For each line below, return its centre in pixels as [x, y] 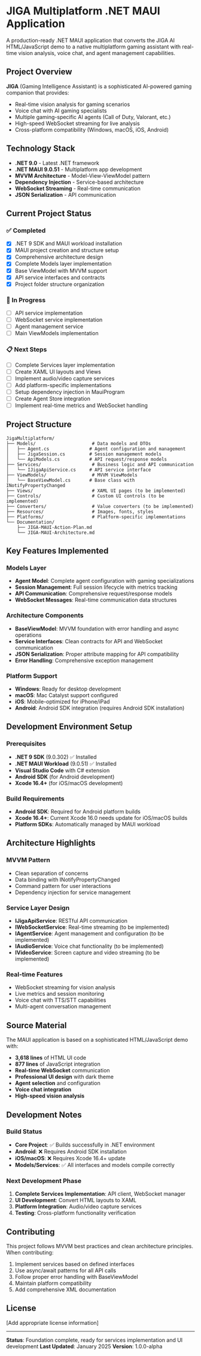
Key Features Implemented [57, 551]
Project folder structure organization [60, 284]
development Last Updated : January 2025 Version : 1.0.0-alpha [84, 1346]
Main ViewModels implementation [57, 333]
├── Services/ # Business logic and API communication [100, 464]
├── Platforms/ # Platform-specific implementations [96, 517]
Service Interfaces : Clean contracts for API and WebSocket [89, 641]
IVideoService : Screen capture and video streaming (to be [87, 953]
